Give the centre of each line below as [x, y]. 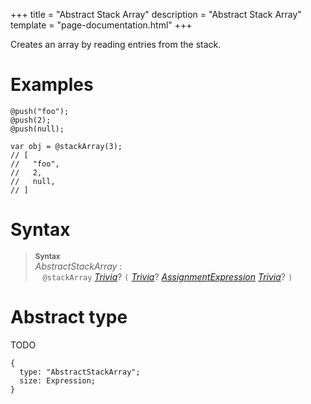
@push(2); [31, 120]
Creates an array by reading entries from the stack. [116, 44]
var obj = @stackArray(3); [66, 146]
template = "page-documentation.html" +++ [101, 25]
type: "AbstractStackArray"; [80, 372]
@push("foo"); [40, 111]
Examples [52, 85]
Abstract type [69, 317]
